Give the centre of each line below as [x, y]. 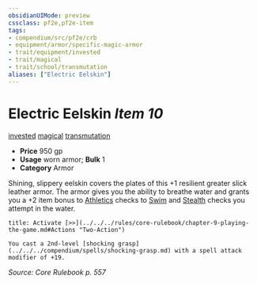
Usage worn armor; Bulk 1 [62, 159]
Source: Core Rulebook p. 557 [57, 272]
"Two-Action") [102, 230]
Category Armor [47, 168]
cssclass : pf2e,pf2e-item [51, 23]
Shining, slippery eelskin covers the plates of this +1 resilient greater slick [128, 183]
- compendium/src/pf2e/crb [53, 38]
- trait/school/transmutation [58, 67]
